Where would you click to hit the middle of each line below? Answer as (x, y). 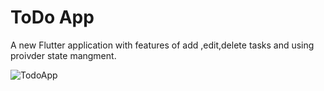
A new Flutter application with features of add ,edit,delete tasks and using (162, 45)
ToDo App (52, 17)
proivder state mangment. (63, 55)
